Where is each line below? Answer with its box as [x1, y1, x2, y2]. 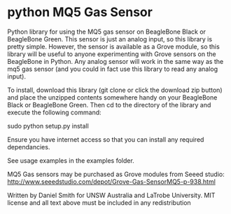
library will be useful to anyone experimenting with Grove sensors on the [7, 50, 216, 58]
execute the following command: [7, 108, 101, 116]
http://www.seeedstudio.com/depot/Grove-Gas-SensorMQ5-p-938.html [7, 177, 216, 186]
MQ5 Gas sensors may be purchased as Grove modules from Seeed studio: [7, 170, 225, 178]
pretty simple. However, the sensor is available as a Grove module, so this [7, 42, 220, 51]
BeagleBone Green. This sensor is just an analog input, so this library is [7, 34, 212, 43]
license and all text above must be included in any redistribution [7, 198, 191, 207]
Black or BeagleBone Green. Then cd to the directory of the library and [7, 100, 211, 109]
